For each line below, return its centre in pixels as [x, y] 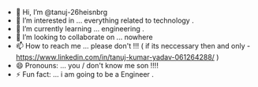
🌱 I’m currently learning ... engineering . [80, 29]
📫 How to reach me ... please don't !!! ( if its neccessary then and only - [133, 46]
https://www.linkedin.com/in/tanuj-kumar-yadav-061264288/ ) [117, 57]
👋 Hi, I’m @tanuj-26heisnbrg [62, 12]
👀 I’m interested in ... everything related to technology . [105, 20]
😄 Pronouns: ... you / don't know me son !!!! [87, 65]
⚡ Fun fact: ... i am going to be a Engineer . [84, 74]
